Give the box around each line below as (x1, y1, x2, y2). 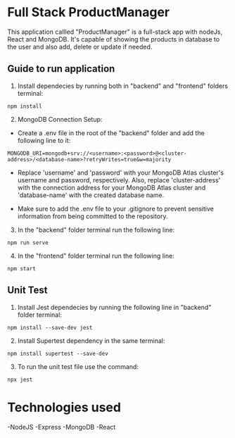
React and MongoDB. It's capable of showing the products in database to (7, 35, 220, 43)
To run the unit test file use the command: (17, 362, 139, 370)
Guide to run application (7, 63, 115, 75)
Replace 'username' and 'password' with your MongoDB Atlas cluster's (17, 168, 224, 177)
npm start (7, 265, 37, 272)
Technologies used (7, 399, 122, 415)
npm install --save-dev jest (7, 324, 93, 331)
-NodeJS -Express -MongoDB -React (7, 423, 116, 431)
